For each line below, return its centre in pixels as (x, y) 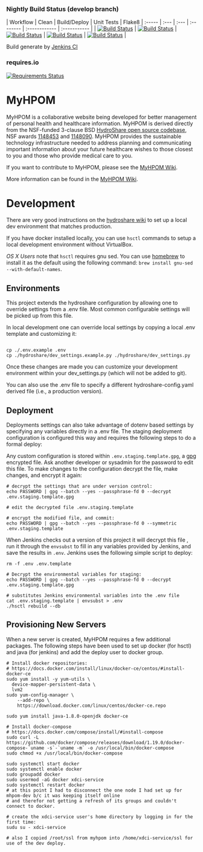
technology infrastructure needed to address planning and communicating (99, 143)
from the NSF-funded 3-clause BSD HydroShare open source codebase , (97, 129)
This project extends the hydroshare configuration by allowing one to (92, 303)
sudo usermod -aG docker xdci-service (55, 779)
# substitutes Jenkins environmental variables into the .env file (93, 596)
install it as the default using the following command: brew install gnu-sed (100, 263)
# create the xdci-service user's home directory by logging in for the (100, 817)
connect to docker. (31, 806)
